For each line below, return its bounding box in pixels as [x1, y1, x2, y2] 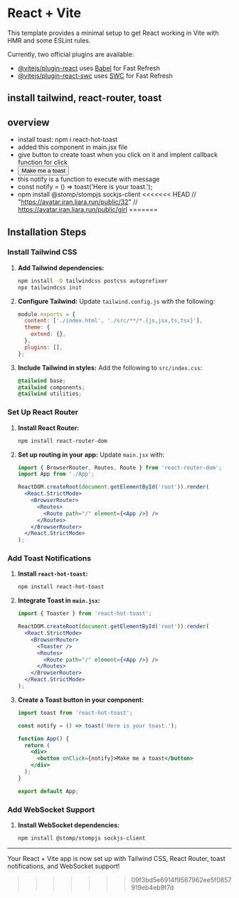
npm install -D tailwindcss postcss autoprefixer [17, 277, 169, 285]
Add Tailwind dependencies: [17, 263, 105, 272]
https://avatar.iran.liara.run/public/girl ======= [17, 205, 158, 214]
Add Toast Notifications [7, 553, 91, 563]
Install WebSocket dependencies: [17, 820, 119, 829]
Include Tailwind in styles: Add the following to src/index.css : [17, 363, 203, 372]
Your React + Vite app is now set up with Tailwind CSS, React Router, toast [7, 854, 225, 862]
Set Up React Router [7, 407, 78, 417]
